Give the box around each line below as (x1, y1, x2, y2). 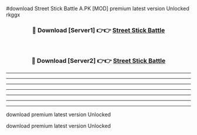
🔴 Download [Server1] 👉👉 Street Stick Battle (32, 26, 165, 34)
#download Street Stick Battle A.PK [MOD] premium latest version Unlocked (6, 5, 189, 12)
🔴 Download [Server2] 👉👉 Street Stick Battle (31, 57, 166, 65)
